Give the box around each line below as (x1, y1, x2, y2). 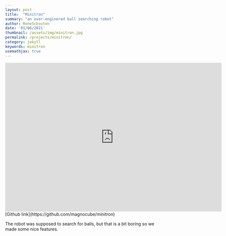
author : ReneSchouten (5, 21, 50, 26)
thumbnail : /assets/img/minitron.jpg (5, 30, 83, 35)
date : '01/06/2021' (5, 26, 45, 31)
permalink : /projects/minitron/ (5, 35, 72, 40)
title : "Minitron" (5, 12, 45, 17)
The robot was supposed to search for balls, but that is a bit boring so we (5, 221, 155, 227)
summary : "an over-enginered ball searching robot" (5, 16, 114, 21)
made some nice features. (5, 226, 58, 232)
